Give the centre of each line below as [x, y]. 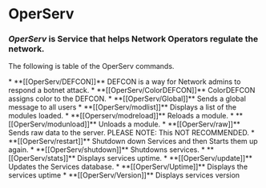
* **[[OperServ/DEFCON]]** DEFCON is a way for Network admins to [125, 82]
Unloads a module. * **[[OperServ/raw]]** [169, 124]
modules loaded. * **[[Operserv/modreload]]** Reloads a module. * [121, 116]
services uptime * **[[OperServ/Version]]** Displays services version [124, 175]
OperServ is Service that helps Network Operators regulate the [133, 39]
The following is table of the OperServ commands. [91, 66]
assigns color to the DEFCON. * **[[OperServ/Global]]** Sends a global [127, 99]
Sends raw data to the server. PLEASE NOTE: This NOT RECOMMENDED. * [131, 133]
